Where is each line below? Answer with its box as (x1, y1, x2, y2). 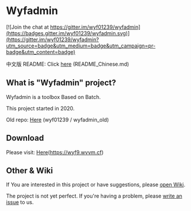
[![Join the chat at (6, 23, 49, 30)
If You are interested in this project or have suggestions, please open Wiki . (6, 181, 186, 188)
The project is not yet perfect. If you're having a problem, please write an (6, 192, 183, 200)
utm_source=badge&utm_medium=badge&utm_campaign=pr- (6, 42, 156, 49)
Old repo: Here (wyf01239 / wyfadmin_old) (6, 116, 110, 123)
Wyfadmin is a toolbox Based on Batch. (6, 93, 101, 100)
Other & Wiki (6, 165, 53, 175)
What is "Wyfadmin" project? (6, 78, 117, 88)
